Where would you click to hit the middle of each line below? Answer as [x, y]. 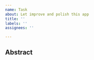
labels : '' [16, 23]
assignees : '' [20, 28]
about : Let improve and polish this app [47, 14]
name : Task [16, 10]
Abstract [19, 52]
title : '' [15, 19]
